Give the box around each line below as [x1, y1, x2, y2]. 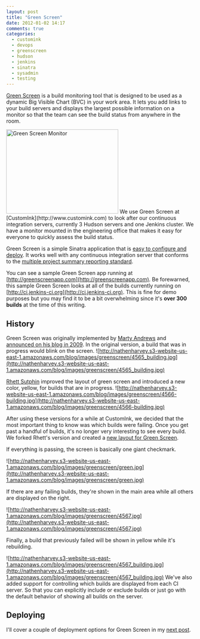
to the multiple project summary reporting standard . [6, 258, 134, 265]
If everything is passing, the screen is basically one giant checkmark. [6, 446, 176, 453]
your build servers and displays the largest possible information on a [6, 105, 175, 112]
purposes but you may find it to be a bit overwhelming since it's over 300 [6, 295, 187, 302]
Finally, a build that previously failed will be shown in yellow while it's [6, 537, 176, 544]
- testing [11, 75, 36, 81]
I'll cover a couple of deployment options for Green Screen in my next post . [6, 626, 191, 633]
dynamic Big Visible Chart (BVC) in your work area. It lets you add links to [6, 98, 187, 105]
